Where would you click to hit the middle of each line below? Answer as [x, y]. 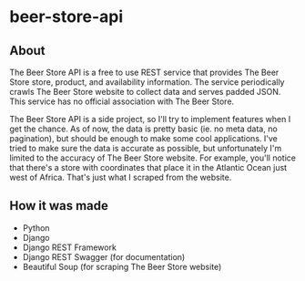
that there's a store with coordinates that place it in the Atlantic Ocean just [148, 167]
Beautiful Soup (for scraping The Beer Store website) [122, 266]
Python [36, 228]
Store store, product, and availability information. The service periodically [147, 82]
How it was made [59, 206]
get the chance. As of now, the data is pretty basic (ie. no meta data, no [143, 129]
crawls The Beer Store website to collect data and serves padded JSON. [145, 92]
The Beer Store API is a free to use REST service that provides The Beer [144, 72]
